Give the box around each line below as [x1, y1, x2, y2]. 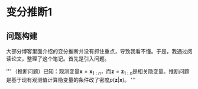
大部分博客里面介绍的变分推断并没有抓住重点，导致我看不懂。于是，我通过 [6, 48, 187, 55]
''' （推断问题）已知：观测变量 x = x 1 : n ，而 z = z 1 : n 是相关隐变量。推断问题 [6, 68, 190, 76]
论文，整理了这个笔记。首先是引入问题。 [11, 55, 110, 62]
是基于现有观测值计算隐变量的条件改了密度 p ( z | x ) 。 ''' [6, 76, 136, 83]
